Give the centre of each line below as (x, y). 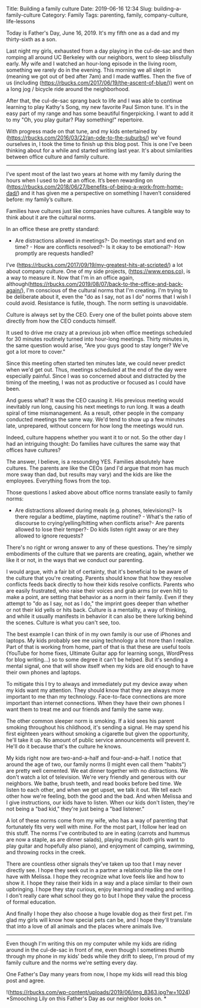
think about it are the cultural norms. (51, 217)
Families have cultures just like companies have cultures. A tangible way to (98, 211)
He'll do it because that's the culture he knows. (64, 746)
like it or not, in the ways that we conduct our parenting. (75, 560)
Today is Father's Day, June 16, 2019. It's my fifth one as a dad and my (93, 33)
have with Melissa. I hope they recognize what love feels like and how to (95, 877)
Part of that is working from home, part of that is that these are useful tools (98, 647)
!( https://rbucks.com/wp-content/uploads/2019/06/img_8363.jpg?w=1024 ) (98, 992)
